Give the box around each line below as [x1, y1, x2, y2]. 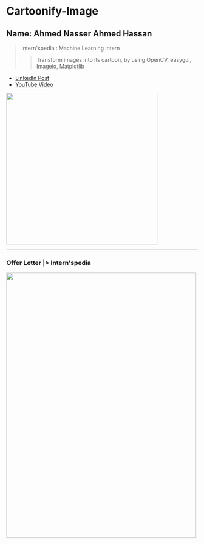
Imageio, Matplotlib [36, 62, 85, 70]
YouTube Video [15, 81, 53, 88]
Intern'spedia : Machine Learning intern [21, 44, 120, 52]
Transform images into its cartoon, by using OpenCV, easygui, [36, 56, 192, 63]
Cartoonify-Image [6, 4, 99, 18]
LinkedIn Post [15, 75, 50, 81]
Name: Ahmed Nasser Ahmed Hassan [6, 29, 152, 39]
